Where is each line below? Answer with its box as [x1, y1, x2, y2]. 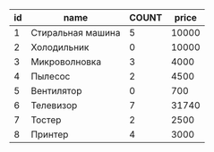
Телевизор [30, 99, 78, 111]
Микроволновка [30, 55, 101, 68]
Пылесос [30, 71, 71, 82]
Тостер [30, 114, 62, 126]
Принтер [30, 129, 69, 140]
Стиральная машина [30, 27, 121, 38]
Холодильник [30, 41, 90, 53]
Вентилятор [30, 85, 82, 97]
